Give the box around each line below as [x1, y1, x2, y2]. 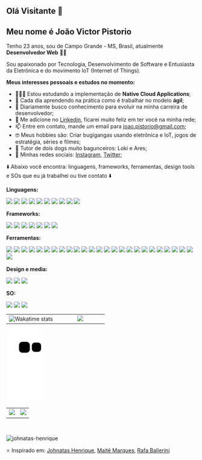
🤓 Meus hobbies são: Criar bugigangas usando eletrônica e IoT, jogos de [14, 131, 197, 139]
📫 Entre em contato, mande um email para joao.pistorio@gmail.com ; [14, 123, 187, 130]
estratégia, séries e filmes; [14, 138, 81, 145]
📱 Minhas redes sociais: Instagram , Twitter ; [14, 151, 122, 159]
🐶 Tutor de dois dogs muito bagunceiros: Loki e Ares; [14, 145, 148, 152]
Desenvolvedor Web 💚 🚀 [6, 49, 67, 56]
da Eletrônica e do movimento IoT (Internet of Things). [6, 67, 140, 74]
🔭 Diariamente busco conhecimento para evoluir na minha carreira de [14, 103, 188, 110]
